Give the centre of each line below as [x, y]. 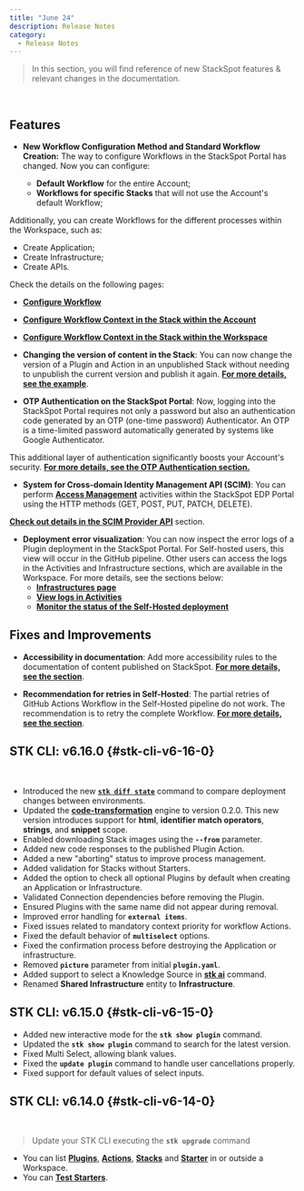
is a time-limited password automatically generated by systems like [148, 430]
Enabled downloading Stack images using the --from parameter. [142, 839]
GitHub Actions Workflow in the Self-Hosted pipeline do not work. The [154, 704]
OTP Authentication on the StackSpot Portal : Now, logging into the [149, 401]
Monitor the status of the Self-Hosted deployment [132, 607]
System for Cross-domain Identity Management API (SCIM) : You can [154, 485]
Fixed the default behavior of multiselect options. [116, 935]
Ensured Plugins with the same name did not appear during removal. [150, 906]
